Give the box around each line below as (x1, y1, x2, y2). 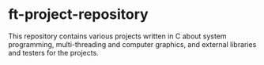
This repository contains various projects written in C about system (8, 31, 227, 41)
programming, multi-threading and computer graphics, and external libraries (8, 39, 257, 49)
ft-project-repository (8, 5, 149, 23)
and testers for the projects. (8, 48, 99, 57)
